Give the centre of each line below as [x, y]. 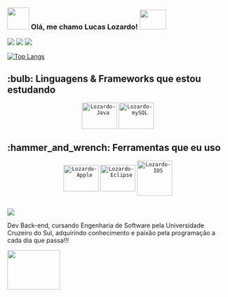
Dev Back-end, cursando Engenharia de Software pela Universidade [106, 225]
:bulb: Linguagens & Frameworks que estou [104, 78]
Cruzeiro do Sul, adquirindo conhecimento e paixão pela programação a [112, 233]
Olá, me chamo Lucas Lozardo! [84, 27]
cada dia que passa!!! [38, 240]
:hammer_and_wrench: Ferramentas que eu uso [114, 147]
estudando [32, 90]
